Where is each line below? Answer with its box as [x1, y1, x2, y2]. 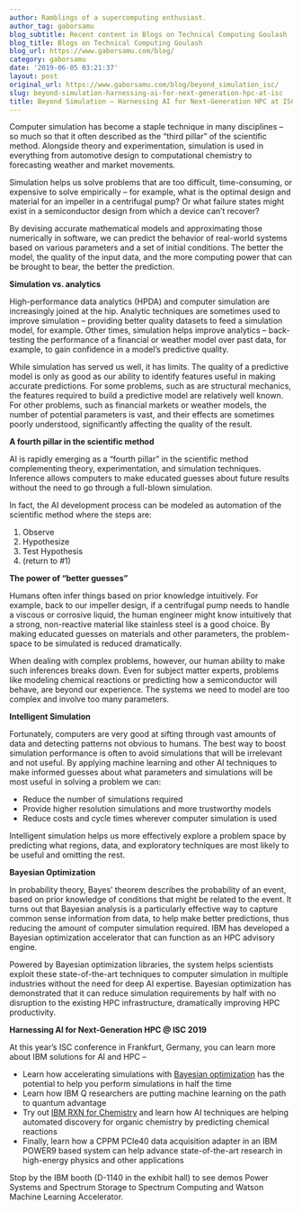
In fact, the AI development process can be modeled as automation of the [9, 500, 282, 511]
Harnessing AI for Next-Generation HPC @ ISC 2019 [9, 1025, 207, 1036]
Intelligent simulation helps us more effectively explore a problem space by [9, 830, 287, 841]
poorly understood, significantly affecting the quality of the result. [9, 419, 253, 430]
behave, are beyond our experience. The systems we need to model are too [9, 685, 290, 695]
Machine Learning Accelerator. [9, 1191, 124, 1202]
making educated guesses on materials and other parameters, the [9, 629, 253, 640]
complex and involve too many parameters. [9, 694, 169, 704]
